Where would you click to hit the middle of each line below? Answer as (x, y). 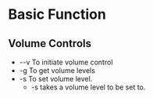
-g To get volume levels (57, 71)
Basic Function (57, 15)
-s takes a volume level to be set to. (88, 87)
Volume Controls (50, 44)
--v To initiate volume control (66, 62)
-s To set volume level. (56, 79)
